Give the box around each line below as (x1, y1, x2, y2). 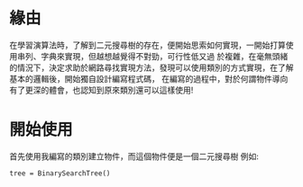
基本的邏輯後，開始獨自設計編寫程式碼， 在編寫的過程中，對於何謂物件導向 (9, 73, 289, 84)
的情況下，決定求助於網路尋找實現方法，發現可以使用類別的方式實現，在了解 (9, 62, 294, 73)
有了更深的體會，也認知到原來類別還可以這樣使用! (9, 85, 194, 95)
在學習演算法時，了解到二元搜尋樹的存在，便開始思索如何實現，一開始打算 (9, 40, 286, 50)
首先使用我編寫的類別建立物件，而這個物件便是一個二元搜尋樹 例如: (9, 150, 259, 162)
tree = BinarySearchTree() (9, 168, 111, 178)
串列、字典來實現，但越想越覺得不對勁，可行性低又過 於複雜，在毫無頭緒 (16, 50, 289, 61)
